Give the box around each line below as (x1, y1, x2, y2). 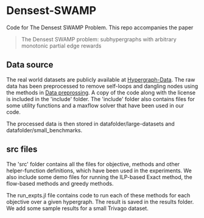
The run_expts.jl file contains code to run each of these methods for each (6, 191, 191, 199)
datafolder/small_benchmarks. (6, 126, 83, 134)
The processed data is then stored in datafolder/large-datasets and (6, 120, 175, 127)
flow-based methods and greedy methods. (6, 180, 114, 187)
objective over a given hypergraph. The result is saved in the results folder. (6, 198, 194, 205)
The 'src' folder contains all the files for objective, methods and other (6, 160, 180, 167)
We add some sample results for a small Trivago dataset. (6, 205, 149, 212)
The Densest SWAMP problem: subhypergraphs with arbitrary (21, 35, 177, 43)
